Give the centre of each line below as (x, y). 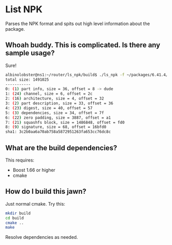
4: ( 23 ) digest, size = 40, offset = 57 (49, 108)
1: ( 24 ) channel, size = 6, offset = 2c (49, 94)
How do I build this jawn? (46, 192)
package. (15, 29)
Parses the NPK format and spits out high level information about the (78, 24)
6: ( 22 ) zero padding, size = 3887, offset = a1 (58, 118)
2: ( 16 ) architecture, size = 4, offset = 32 (55, 99)
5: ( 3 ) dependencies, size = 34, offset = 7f (55, 113)
